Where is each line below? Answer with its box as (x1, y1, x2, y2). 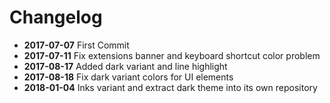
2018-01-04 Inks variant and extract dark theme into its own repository (23, 81, 318, 93)
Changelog (9, 6, 103, 29)
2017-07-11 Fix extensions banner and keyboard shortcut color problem (23, 49, 321, 61)
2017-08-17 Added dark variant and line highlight (23, 60, 228, 72)
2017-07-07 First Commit (23, 39, 130, 51)
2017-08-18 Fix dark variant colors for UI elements (23, 71, 234, 83)
